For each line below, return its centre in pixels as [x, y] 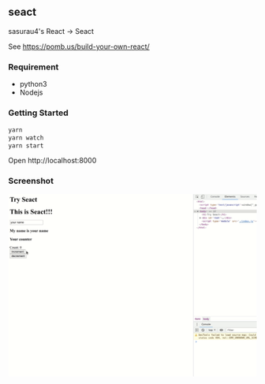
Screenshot [31, 181]
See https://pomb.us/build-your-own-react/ [79, 47]
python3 [33, 84]
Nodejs [31, 92]
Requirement [34, 67]
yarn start [26, 146]
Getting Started [38, 113]
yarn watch [26, 138]
